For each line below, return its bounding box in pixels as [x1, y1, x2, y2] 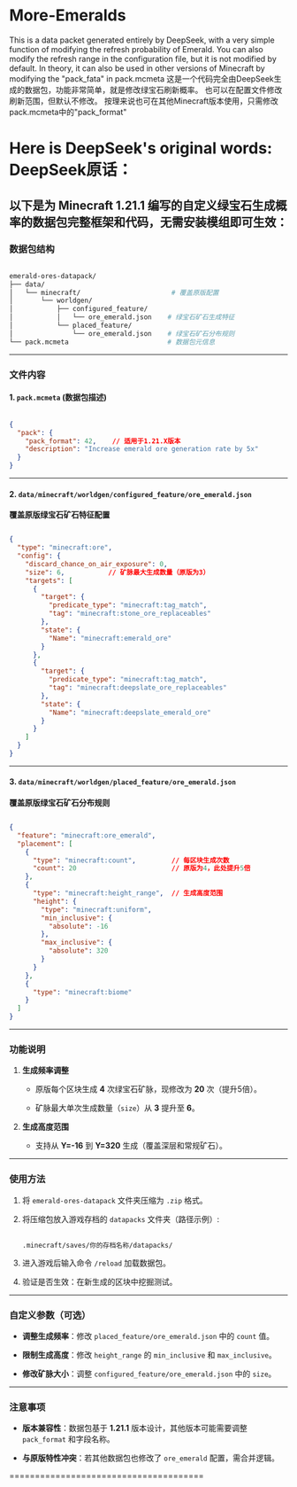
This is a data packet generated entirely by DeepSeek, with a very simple [9, 35, 276, 45]
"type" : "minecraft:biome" [32, 987, 133, 997]
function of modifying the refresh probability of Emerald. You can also [9, 43, 263, 54]
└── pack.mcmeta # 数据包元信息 [9, 338, 216, 346]
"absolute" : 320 [48, 946, 109, 955]
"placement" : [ [17, 839, 73, 848]
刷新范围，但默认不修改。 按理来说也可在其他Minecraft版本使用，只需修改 [9, 95, 278, 106]
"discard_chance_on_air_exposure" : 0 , [25, 559, 168, 568]
